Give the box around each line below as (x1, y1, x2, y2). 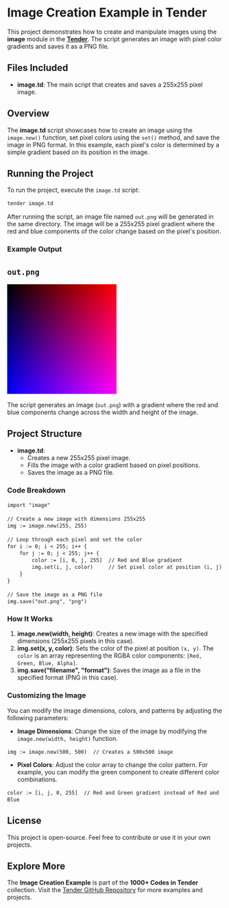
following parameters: (7, 713, 69, 722)
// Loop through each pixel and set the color (7, 537, 143, 543)
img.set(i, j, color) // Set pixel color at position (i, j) (32, 564, 223, 571)
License (7, 815, 42, 827)
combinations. (16, 775, 58, 783)
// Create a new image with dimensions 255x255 (7, 516, 146, 523)
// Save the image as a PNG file (7, 592, 103, 598)
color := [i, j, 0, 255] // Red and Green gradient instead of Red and (7, 789, 219, 796)
